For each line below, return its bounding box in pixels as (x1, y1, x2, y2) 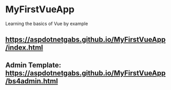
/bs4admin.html (5, 77, 58, 85)
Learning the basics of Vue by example (5, 20, 88, 27)
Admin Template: (5, 60, 62, 70)
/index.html (5, 43, 44, 52)
